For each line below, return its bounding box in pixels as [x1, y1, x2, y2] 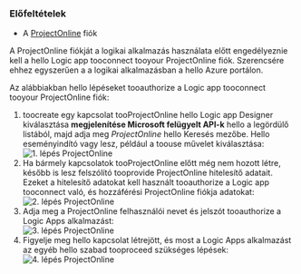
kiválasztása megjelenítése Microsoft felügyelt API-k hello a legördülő [22, 119, 289, 130]
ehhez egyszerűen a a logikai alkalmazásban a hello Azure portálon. [9, 64, 264, 75]
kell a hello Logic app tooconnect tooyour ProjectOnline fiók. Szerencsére [9, 55, 285, 66]
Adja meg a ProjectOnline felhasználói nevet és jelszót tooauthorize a [22, 206, 282, 217]
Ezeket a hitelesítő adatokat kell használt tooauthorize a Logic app [22, 177, 270, 188]
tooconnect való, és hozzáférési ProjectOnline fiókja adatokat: [22, 187, 255, 198]
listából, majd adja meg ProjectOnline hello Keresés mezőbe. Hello [22, 129, 270, 140]
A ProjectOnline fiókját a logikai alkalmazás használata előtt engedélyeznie [9, 45, 288, 56]
